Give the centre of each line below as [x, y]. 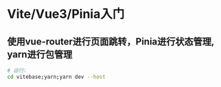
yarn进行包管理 [40, 54]
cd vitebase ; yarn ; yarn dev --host [57, 77]
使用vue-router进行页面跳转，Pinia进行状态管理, [111, 41]
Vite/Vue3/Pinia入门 [66, 14]
